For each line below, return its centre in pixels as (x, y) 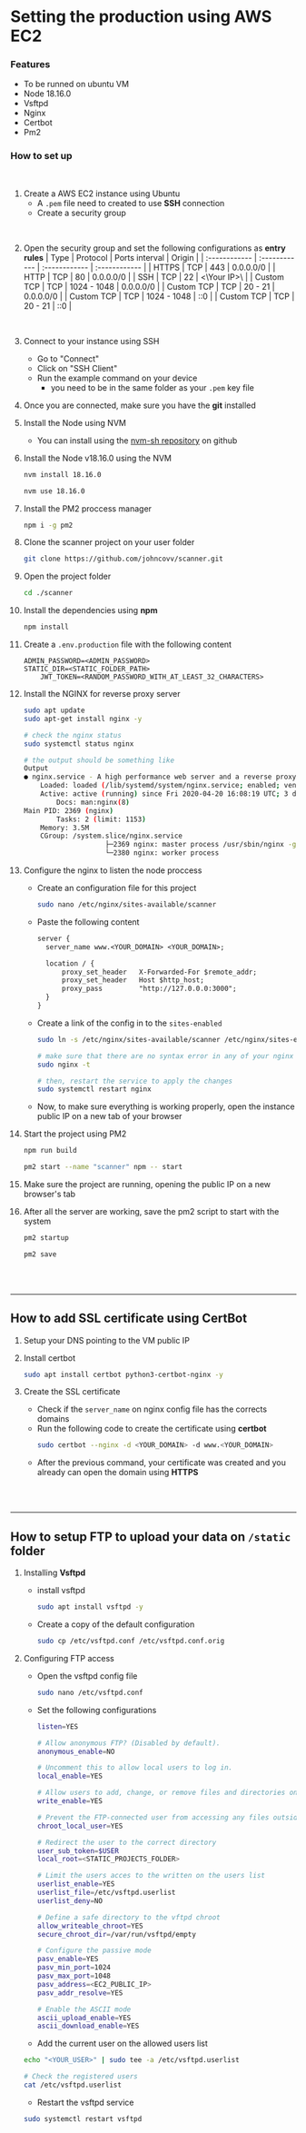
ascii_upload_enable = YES (84, 2018)
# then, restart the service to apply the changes (135, 1081)
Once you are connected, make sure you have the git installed (140, 405)
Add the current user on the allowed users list (122, 2044)
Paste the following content (88, 922)
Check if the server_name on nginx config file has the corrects (152, 1409)
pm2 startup (46, 1238)
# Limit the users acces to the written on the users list (151, 1876)
